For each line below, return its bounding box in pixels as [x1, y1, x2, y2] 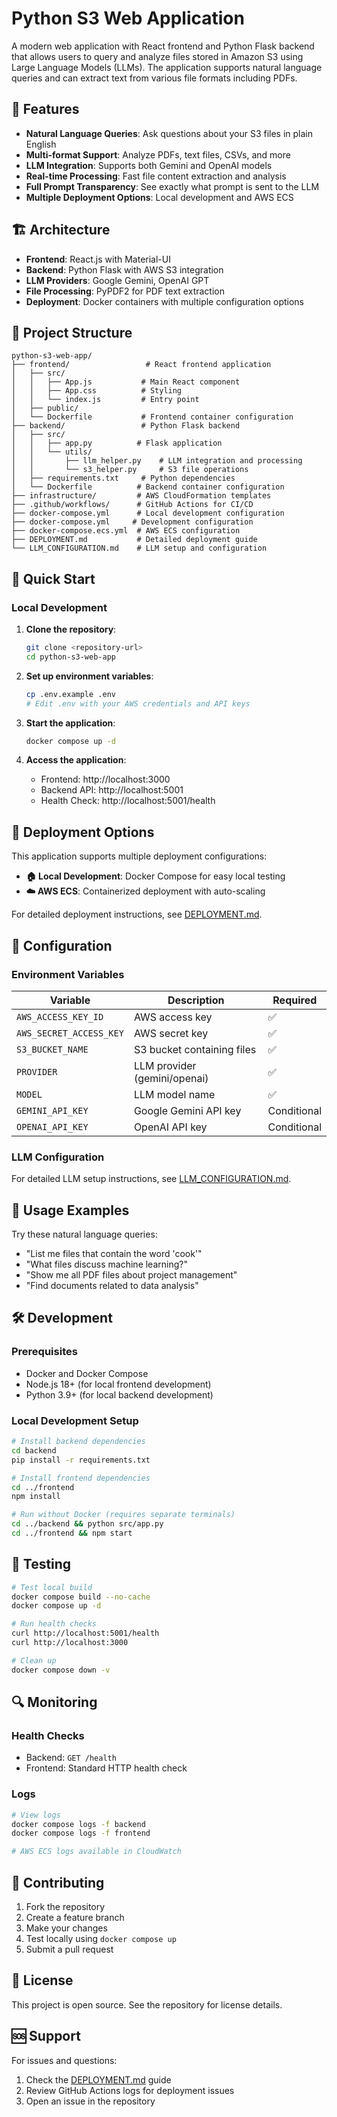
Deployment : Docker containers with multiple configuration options [25, 295, 305, 307]
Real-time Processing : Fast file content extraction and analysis [25, 170, 287, 182]
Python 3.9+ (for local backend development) [25, 1388, 214, 1401]
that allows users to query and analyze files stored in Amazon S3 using [11, 50, 304, 62]
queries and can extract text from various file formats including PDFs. [11, 72, 298, 84]
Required [272, 993, 318, 1007]
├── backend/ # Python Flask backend [11, 421, 241, 431]
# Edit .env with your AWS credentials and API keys [25, 698, 251, 709]
